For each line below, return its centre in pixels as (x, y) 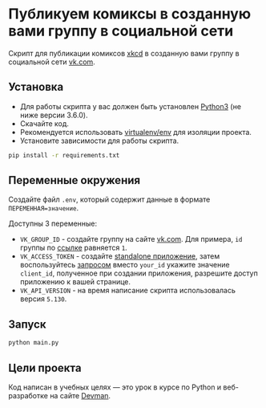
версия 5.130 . (43, 299)
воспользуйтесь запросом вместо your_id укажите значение (125, 265)
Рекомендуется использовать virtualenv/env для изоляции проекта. (136, 132)
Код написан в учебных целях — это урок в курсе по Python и (115, 387)
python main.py (34, 343)
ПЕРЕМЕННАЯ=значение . (44, 208)
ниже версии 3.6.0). (54, 115)
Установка (36, 87)
